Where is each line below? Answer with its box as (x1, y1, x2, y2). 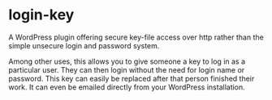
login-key (8, 6, 75, 24)
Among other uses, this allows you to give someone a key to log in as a (8, 56, 246, 66)
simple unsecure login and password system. (8, 40, 160, 50)
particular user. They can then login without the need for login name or (8, 65, 245, 74)
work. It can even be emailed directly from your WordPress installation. (8, 82, 245, 92)
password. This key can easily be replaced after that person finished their (8, 73, 255, 83)
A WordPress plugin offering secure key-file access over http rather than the (8, 32, 264, 42)
